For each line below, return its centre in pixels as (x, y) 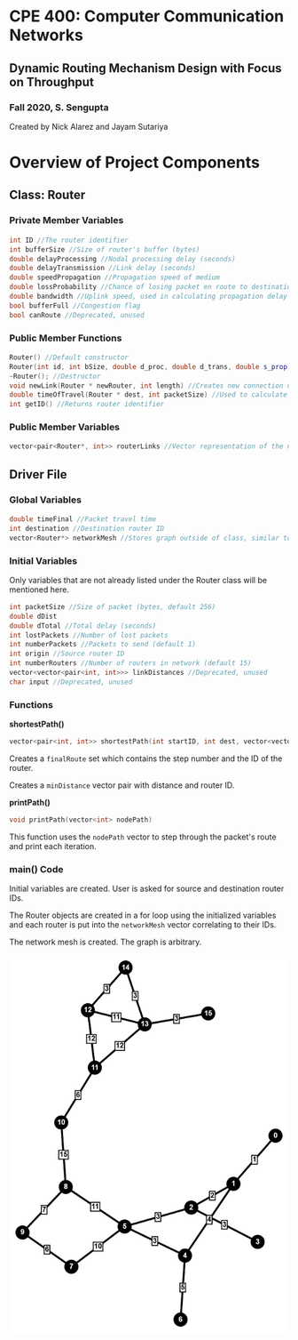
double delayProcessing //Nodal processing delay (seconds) (123, 259)
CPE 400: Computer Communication (147, 16)
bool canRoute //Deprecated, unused (77, 315)
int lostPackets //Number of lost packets (89, 635)
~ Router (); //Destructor (55, 376)
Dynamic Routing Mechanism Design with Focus (145, 68)
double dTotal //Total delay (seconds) (83, 626)
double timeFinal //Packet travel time (83, 519)
